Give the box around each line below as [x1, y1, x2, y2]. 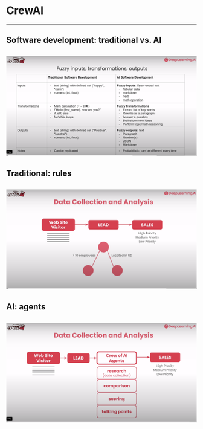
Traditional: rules [6, 169, 72, 179]
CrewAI [6, 4, 44, 18]
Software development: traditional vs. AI [6, 35, 162, 45]
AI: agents [6, 302, 46, 312]
